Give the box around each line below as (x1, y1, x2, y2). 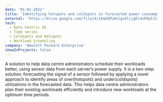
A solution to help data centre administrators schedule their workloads (5, 61, 146, 67)
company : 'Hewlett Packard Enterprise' (5, 43, 86, 48)
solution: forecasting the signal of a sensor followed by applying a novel (5, 71, 149, 77)
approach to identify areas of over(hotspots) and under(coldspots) (5, 76, 138, 82)
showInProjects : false (5, 47, 51, 52)
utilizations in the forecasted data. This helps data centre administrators (5, 81, 149, 87)
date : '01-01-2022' (5, 7, 45, 12)
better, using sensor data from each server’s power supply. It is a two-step (5, 66, 154, 72)
